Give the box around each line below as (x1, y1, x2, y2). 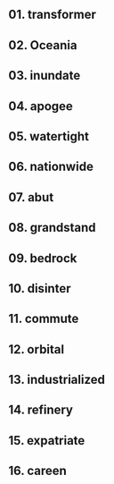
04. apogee (8, 98, 73, 114)
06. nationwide (8, 159, 94, 174)
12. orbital (8, 342, 64, 357)
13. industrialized (8, 372, 106, 387)
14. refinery (8, 403, 73, 418)
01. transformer (8, 7, 97, 22)
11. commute (8, 311, 79, 327)
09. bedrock (8, 250, 77, 266)
